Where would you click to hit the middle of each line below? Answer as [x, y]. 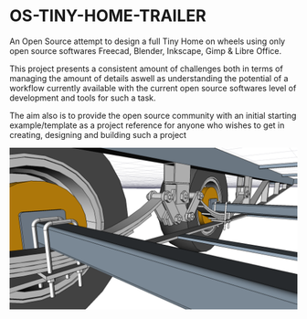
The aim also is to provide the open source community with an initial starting [153, 115]
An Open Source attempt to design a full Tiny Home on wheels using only [148, 41]
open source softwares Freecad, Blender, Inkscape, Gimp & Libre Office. [145, 50]
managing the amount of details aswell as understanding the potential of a [149, 78]
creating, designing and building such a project [98, 134]
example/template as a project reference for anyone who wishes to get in [147, 125]
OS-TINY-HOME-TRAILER [108, 16]
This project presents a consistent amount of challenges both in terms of [146, 69]
